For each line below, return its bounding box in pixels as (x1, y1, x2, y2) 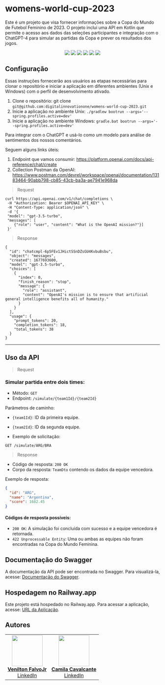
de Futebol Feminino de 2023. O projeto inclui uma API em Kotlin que (5, 24, 144, 30)
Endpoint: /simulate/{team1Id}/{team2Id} (12, 395, 97, 401)
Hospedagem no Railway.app (5, 588, 97, 597)
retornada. (12, 531, 33, 537)
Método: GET (12, 390, 37, 396)
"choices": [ (9, 266, 36, 271)
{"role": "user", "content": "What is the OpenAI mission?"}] (14, 222, 144, 227)
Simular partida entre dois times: (5, 379, 85, 385)
